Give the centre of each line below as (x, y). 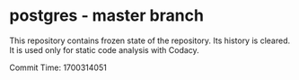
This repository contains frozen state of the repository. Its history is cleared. (149, 40)
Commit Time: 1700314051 (58, 67)
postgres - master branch (107, 16)
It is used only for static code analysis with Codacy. (104, 49)
